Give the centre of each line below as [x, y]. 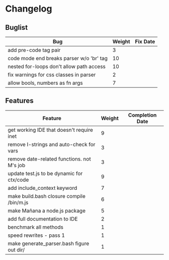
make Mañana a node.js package [47, 211]
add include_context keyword [43, 188]
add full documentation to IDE [43, 219]
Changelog [29, 9]
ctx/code [18, 180]
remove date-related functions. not [50, 159]
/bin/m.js [18, 202]
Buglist [17, 28]
